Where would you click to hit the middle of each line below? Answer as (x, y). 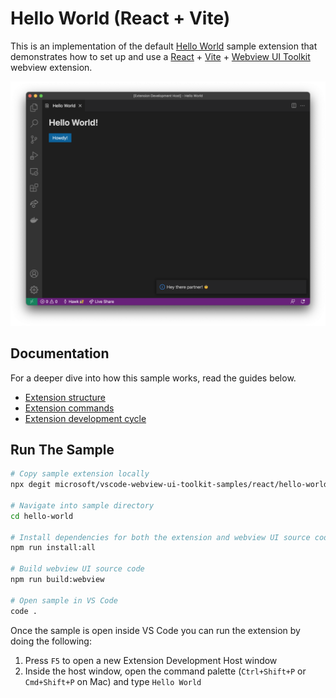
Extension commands (69, 408)
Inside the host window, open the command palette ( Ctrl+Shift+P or (165, 671)
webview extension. (51, 67)
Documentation (60, 353)
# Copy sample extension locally (80, 474)
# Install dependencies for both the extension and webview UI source (160, 537)
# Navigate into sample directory (82, 505)
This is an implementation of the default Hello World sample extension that (164, 46)
